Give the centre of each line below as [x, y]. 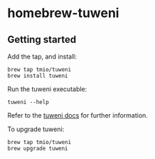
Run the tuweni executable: [47, 89]
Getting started [42, 40]
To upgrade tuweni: [36, 129]
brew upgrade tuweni [38, 148]
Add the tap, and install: [42, 56]
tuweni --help [28, 102]
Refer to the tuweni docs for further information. [77, 115]
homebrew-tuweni [63, 13]
